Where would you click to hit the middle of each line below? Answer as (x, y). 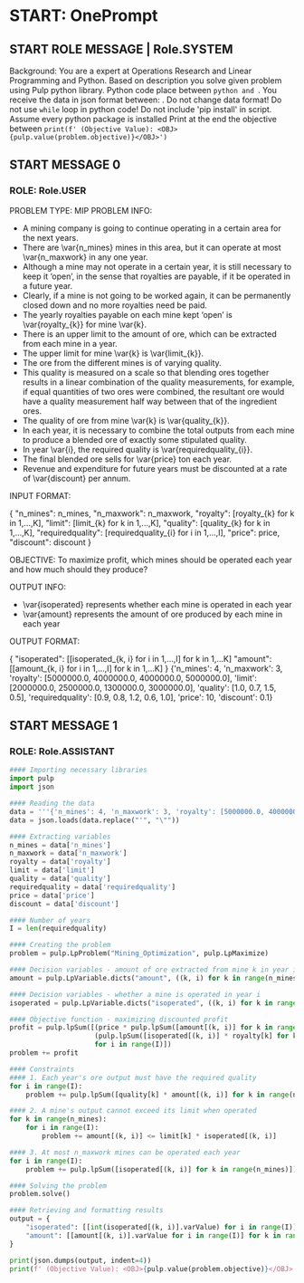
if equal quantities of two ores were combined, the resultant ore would (153, 391)
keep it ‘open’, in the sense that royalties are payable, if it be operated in (157, 276)
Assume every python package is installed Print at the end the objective (143, 119)
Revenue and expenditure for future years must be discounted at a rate (155, 468)
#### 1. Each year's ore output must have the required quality (133, 1077)
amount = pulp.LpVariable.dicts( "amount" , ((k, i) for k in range (137, 978)
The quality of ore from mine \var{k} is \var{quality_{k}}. (126, 420)
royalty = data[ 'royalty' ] (60, 862)
